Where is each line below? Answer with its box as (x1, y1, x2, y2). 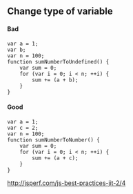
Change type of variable (7, 6, 113, 17)
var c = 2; (7, 124, 39, 131)
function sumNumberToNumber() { (7, 136, 100, 144)
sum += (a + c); (32, 155, 79, 162)
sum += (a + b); (32, 76, 79, 84)
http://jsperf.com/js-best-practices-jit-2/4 (7, 179, 126, 187)
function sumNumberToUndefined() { (7, 58, 110, 65)
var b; (7, 46, 26, 53)
